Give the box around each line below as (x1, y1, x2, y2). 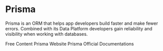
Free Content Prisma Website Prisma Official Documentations (5, 40, 134, 46)
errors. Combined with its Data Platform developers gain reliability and (5, 25, 153, 31)
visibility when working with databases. (5, 31, 88, 37)
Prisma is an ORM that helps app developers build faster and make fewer (5, 20, 158, 26)
